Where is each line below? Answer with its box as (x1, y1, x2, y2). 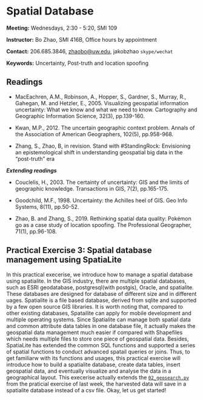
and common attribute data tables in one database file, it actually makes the (6, 322, 196, 329)
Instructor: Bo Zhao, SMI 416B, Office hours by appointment (6, 36, 158, 43)
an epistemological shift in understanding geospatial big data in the (15, 148, 183, 156)
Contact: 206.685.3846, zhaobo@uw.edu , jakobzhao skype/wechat (6, 47, 173, 55)
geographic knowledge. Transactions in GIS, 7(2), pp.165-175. (15, 185, 169, 192)
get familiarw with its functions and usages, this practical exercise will (6, 354, 181, 361)
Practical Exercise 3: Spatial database (6, 245, 153, 255)
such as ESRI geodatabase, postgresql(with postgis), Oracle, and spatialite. (6, 283, 194, 291)
